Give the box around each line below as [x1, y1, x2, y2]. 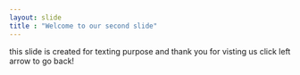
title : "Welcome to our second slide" [9, 21, 158, 30]
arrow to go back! [9, 55, 74, 66]
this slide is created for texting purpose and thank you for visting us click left [9, 46, 291, 56]
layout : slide [9, 12, 62, 22]
